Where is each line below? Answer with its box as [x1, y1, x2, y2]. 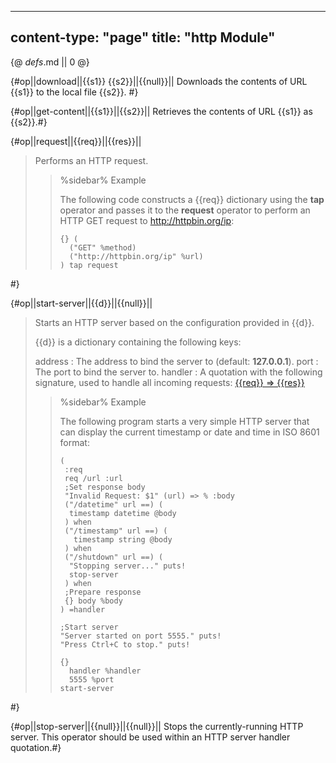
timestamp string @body [73, 534, 173, 545]
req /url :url [64, 473, 123, 483]
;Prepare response [64, 587, 142, 597]
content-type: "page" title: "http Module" [10, 29, 276, 46]
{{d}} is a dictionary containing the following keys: [34, 336, 242, 348]
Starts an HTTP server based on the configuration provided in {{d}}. [34, 316, 315, 328]
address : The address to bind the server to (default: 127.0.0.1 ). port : [34, 355, 319, 367]
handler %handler [68, 666, 142, 676]
